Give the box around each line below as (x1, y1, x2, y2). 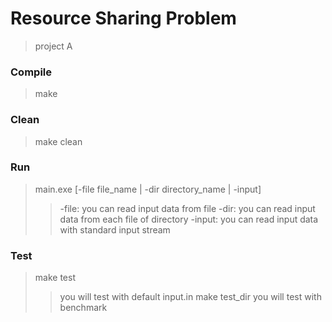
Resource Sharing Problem (10, 7, 237, 30)
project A (34, 40, 73, 52)
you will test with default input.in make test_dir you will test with (59, 291, 322, 303)
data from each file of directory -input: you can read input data (59, 213, 319, 225)
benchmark (59, 302, 108, 314)
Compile (10, 65, 52, 79)
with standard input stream (59, 223, 171, 236)
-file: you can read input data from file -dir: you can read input (59, 202, 316, 214)
